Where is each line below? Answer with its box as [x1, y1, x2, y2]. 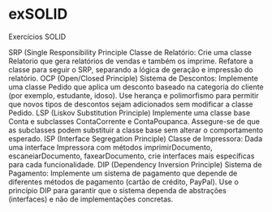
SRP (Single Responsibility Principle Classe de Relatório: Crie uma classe [8, 47, 252, 57]
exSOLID [8, 5, 68, 24]
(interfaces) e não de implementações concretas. [8, 194, 174, 204]
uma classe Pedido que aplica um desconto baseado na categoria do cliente [8, 82, 264, 92]
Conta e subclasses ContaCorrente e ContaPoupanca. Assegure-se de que [8, 116, 260, 126]
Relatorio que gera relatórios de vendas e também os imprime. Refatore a [8, 56, 253, 66]
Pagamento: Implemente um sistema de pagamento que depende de [8, 168, 238, 178]
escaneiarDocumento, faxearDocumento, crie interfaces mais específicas [8, 151, 255, 161]
